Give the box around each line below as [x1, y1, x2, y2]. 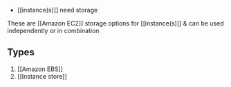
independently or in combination [7, 27, 100, 35]
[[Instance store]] [17, 72, 67, 80]
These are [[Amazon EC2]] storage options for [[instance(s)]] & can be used [7, 19, 224, 27]
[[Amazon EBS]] [17, 65, 64, 73]
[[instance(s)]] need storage [17, 6, 98, 14]
